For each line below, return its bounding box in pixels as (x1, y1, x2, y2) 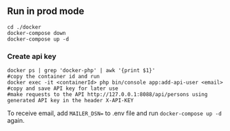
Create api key (7, 51, 56, 61)
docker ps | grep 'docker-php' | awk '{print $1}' (7, 67, 156, 74)
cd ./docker (7, 23, 41, 30)
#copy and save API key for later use (7, 85, 118, 92)
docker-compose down (7, 29, 67, 36)
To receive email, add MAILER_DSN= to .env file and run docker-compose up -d (7, 109, 222, 117)
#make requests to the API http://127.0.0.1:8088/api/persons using (7, 91, 208, 98)
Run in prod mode (7, 5, 85, 17)
